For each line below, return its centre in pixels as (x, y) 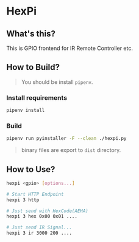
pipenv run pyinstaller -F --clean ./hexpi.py (66, 139)
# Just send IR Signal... (39, 227)
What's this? (31, 34)
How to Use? (31, 169)
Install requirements (37, 97)
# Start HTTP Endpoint (35, 194)
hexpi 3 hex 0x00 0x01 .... (42, 216)
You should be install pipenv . (57, 82)
